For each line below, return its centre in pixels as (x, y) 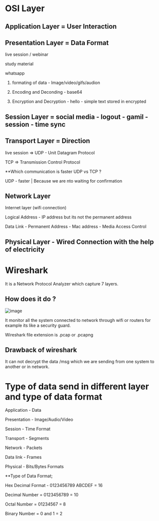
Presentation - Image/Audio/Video (39, 420)
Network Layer (28, 196)
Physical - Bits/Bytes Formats (34, 467)
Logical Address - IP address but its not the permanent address (68, 217)
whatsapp (15, 73)
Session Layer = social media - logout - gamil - (77, 117)
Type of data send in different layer (77, 386)
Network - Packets (24, 448)
